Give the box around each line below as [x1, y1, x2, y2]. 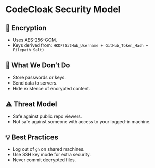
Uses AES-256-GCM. [12, 37, 57, 43]
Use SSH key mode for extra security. [12, 152, 91, 158]
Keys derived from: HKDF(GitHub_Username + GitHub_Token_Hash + [12, 42, 149, 48]
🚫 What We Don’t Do [5, 61, 70, 70]
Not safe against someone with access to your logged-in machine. [12, 118, 151, 124]
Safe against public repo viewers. [12, 113, 82, 119]
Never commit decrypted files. [12, 157, 76, 163]
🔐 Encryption [5, 24, 47, 32]
